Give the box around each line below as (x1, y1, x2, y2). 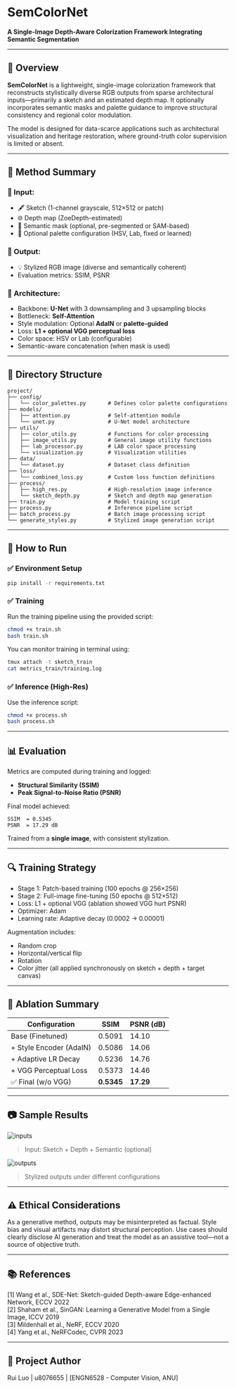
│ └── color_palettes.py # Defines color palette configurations (7, 399, 228, 407)
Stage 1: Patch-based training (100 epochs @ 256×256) (17, 884, 179, 893)
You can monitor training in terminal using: (7, 645, 130, 653)
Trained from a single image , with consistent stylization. (7, 834, 170, 843)
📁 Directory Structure (7, 369, 103, 381)
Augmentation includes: (7, 927, 76, 936)
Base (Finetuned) (11, 1031, 68, 1041)
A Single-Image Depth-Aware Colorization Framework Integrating (7, 27, 202, 36)
